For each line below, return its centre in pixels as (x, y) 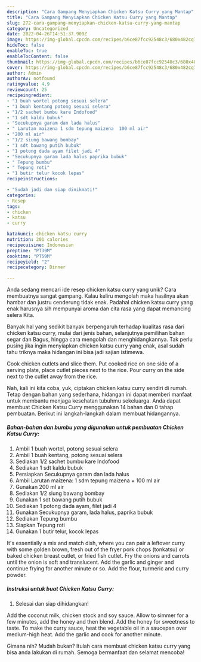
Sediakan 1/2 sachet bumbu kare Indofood (67, 461)
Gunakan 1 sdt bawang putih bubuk (59, 500)
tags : (13, 206)
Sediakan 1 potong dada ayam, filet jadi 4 (66, 506)
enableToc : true (27, 51)
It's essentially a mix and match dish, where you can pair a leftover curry (96, 543)
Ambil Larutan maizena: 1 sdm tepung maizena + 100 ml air (88, 480)
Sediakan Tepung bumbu (46, 519)
